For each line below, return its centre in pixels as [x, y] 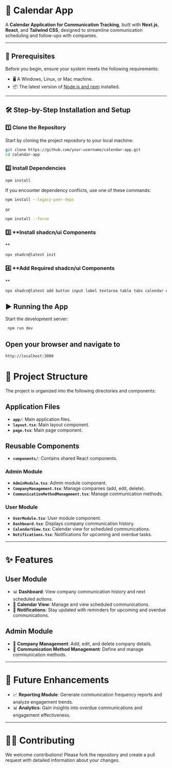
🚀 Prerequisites [30, 57]
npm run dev [20, 328]
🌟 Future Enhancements [57, 680]
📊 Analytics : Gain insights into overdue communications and [77, 708]
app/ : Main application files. [42, 419]
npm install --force [27, 219]
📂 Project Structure [47, 377]
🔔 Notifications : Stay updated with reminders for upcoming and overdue [89, 610]
